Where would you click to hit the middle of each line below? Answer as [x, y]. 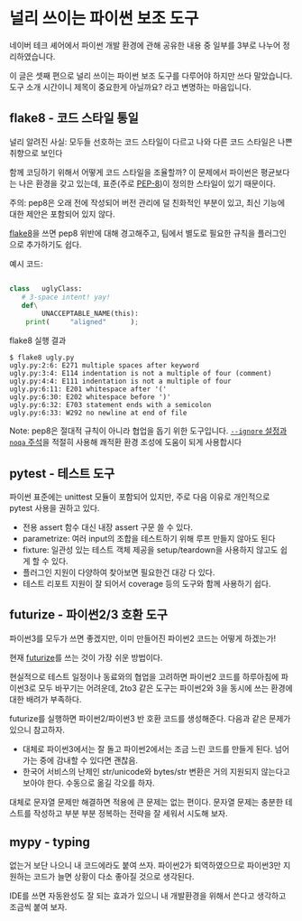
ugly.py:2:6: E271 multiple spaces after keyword [105, 366]
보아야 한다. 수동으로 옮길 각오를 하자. [88, 783]
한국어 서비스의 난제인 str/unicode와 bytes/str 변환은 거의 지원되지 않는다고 [156, 771]
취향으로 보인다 [36, 153]
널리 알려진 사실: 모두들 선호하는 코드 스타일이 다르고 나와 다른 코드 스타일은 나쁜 [151, 142]
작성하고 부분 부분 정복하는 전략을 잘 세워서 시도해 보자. [130, 813]
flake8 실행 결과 [38, 340]
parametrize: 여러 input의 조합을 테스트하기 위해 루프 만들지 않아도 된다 [149, 538]
